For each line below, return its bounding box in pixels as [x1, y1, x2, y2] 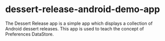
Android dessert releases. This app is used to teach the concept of [5, 25, 144, 31]
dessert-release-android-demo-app [5, 4, 160, 15]
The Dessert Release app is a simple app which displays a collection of [5, 20, 153, 26]
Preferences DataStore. [5, 31, 54, 37]
